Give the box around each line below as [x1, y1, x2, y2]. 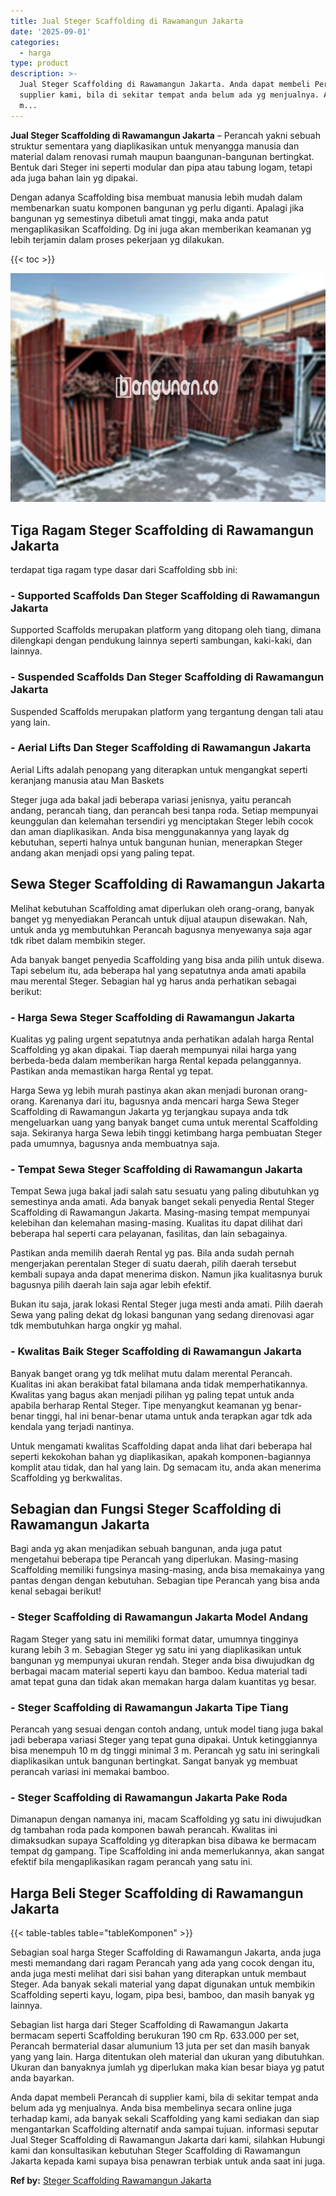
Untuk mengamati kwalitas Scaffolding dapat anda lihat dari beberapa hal [10, 1440, 313, 1452]
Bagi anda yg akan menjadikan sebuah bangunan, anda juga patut [10, 1543, 282, 1555]
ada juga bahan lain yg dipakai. [10, 171, 138, 184]
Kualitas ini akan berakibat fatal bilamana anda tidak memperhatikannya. [10, 1378, 308, 1390]
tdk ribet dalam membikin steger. [10, 934, 146, 946]
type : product [10, 58, 70, 69]
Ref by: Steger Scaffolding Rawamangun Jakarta [10, 2175, 212, 2187]
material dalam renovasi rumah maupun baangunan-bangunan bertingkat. [10, 150, 315, 162]
